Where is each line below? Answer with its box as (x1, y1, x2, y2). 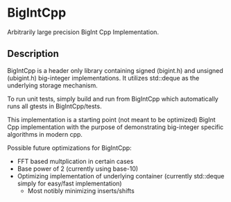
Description (7, 48, 59, 60)
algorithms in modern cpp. (7, 130, 83, 138)
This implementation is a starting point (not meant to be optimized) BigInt (7, 115, 216, 124)
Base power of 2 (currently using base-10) (17, 165, 139, 173)
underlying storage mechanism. (7, 81, 99, 90)
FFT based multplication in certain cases (17, 157, 134, 165)
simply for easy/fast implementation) (17, 179, 123, 187)
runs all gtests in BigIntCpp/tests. (7, 102, 102, 110)
